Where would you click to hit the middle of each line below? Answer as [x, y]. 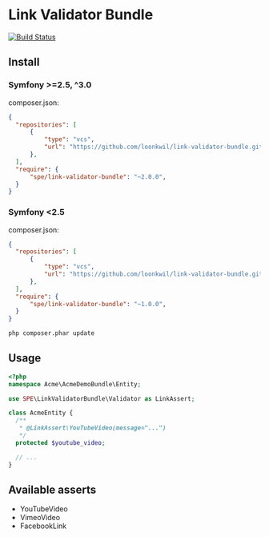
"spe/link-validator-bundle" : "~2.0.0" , [98, 177]
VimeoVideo [40, 518]
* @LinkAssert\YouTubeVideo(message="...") [92, 428]
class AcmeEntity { [41, 413]
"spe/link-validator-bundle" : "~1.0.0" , [98, 304]
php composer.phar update [51, 333]
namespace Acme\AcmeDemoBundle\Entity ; [75, 384]
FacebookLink [43, 526]
